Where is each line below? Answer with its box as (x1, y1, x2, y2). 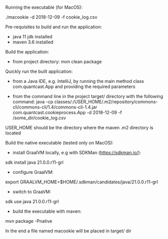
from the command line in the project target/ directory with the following (12, 93, 163, 99)
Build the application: (5, 49, 50, 55)
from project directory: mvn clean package (12, 59, 102, 65)
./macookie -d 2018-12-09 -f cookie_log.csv (5, 14, 98, 20)
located (5, 130, 21, 136)
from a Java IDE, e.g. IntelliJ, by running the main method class (12, 78, 144, 84)
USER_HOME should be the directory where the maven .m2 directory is (5, 125, 153, 130)
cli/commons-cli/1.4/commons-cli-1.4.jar (12, 104, 98, 110)
